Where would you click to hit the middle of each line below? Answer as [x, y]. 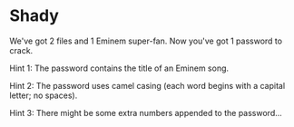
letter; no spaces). [44, 95]
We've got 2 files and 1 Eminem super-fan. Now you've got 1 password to [146, 41]
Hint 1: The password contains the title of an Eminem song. [119, 68]
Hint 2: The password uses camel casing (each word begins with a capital [147, 85]
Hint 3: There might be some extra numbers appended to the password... [146, 112]
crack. [21, 50]
